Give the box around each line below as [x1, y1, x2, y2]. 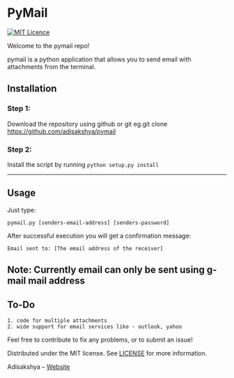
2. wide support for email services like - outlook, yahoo [7, 323, 182, 330]
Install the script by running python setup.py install [7, 160, 159, 168]
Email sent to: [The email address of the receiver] [7, 245, 164, 252]
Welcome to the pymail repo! [7, 41, 90, 50]
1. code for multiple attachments [7, 317, 108, 324]
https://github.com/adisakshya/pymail [7, 127, 116, 136]
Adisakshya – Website [7, 362, 70, 371]
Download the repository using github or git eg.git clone [7, 119, 168, 128]
